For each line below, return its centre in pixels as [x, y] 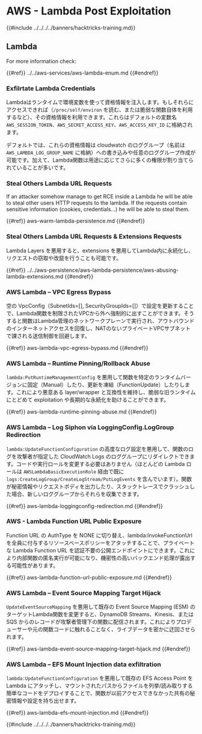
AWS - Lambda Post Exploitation [89, 11]
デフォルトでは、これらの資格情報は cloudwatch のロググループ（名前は [96, 145]
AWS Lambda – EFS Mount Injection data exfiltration [84, 664]
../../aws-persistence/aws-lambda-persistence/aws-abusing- [103, 270]
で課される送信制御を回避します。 [48, 335]
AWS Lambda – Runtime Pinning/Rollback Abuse [78, 363]
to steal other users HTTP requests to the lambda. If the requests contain [97, 203]
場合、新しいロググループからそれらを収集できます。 [77, 494]
